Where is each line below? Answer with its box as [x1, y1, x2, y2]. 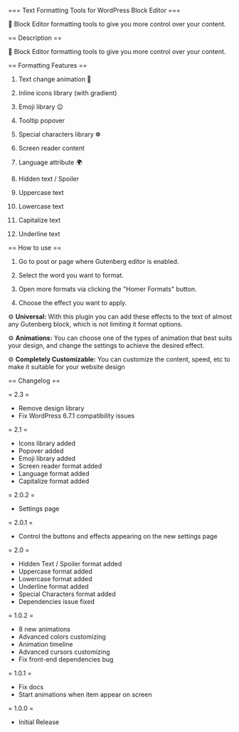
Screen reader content [18, 144, 85, 152]
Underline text [18, 230, 60, 238]
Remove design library [18, 404, 85, 412]
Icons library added [18, 439, 76, 447]
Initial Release [18, 718, 60, 726]
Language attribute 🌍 [18, 158, 83, 166]
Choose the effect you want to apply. [18, 299, 127, 307]
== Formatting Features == [8, 61, 87, 70]
